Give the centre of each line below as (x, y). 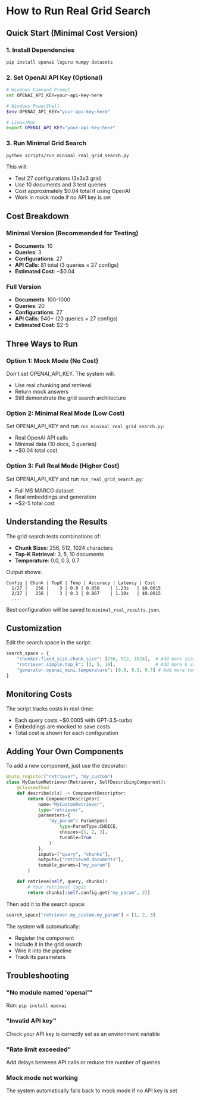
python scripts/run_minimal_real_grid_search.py (68, 155)
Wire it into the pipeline (43, 951)
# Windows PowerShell (33, 106)
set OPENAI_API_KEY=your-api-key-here (54, 95)
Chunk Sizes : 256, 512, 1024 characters (64, 548)
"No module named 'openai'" (49, 992)
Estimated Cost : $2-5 (42, 325)
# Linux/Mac (21, 122)
